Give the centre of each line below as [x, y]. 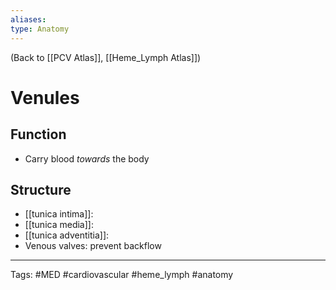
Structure [41, 189]
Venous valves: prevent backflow [93, 246]
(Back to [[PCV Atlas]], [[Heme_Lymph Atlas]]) [106, 57]
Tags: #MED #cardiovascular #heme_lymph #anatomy [122, 275]
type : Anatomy [40, 29]
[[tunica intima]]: [59, 214]
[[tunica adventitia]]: [67, 235]
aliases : [28, 19]
